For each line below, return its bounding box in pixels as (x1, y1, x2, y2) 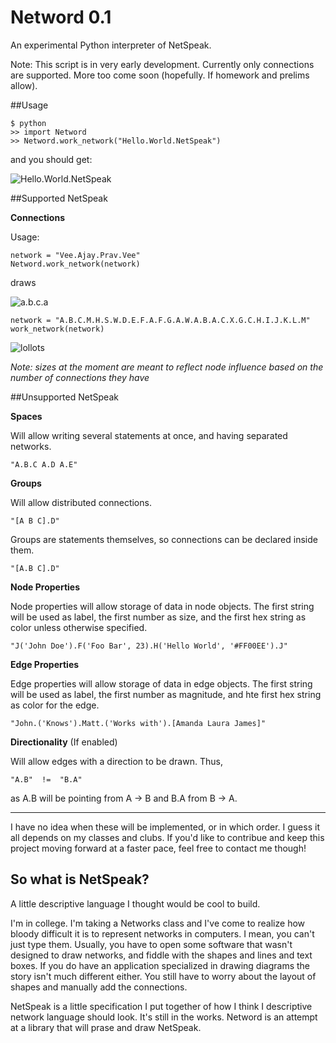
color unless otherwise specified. (10, 621, 148, 633)
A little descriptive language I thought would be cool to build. (10, 897, 261, 910)
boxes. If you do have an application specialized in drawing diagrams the (10, 959, 311, 971)
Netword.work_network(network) (10, 259, 141, 269)
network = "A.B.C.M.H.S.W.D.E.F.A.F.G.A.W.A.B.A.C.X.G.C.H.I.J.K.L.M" (10, 315, 311, 325)
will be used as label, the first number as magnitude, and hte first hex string (10, 688, 322, 700)
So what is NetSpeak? (10, 871, 150, 888)
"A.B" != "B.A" (10, 774, 83, 785)
